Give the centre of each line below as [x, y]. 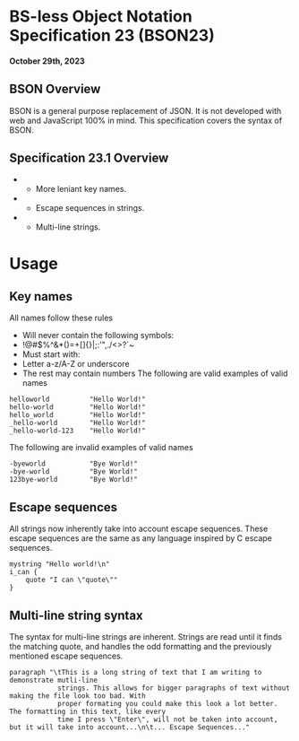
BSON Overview [55, 89]
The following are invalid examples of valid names [102, 448]
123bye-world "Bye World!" [74, 480]
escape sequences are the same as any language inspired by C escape [141, 538]
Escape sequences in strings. [90, 208]
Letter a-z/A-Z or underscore [76, 364]
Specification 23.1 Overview [89, 157]
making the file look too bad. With [77, 696]
